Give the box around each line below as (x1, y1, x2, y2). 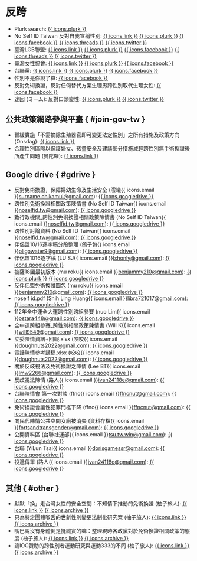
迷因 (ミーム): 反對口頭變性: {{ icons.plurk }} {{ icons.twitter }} (14, 95, 165, 102)
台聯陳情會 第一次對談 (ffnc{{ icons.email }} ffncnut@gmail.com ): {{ (14, 390, 177, 397)
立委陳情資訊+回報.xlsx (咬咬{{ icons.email (14, 335, 117, 343)
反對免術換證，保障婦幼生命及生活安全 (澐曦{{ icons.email (14, 186, 155, 193)
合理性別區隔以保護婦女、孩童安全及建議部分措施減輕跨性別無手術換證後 (14, 145, 190, 152)
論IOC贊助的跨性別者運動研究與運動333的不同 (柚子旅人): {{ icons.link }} (14, 542, 190, 549)
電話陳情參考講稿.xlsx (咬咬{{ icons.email (14, 349, 114, 356)
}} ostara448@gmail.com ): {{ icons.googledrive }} (14, 314, 134, 322)
